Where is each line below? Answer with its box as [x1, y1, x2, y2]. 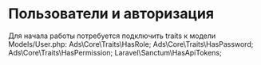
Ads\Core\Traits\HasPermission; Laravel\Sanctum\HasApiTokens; [8, 48, 222, 57]
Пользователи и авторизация [8, 5, 214, 23]
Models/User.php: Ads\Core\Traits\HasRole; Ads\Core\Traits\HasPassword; [8, 39, 254, 48]
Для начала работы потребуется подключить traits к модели [8, 31, 216, 40]
